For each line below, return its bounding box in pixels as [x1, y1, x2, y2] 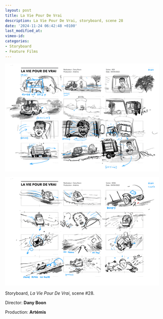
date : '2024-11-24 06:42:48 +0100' [5, 23, 78, 28]
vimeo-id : [5, 34, 25, 39]
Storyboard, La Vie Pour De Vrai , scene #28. [5, 290, 95, 296]
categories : [5, 39, 29, 44]
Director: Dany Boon [5, 300, 46, 306]
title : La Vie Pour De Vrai [5, 13, 62, 18]
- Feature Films [5, 49, 38, 54]
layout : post [5, 8, 32, 13]
